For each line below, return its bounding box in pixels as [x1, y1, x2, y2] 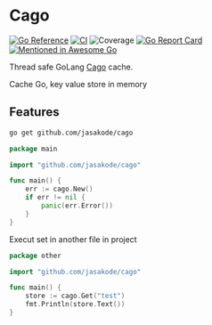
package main [9, 144, 58, 153]
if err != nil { [25, 193, 86, 202]
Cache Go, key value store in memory [9, 78, 148, 89]
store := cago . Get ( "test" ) [25, 291, 126, 301]
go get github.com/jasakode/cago [9, 128, 134, 137]
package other [9, 251, 62, 260]
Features [9, 104, 60, 120]
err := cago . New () [25, 184, 94, 194]
